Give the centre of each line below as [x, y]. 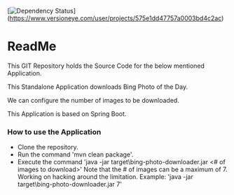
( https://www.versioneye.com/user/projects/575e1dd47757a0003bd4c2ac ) [116, 18]
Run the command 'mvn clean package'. [75, 154]
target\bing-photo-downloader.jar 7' [70, 185]
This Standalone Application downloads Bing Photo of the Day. [97, 87]
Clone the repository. [48, 147]
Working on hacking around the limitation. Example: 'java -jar [105, 177]
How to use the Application [54, 131]
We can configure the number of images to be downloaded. [94, 100]
